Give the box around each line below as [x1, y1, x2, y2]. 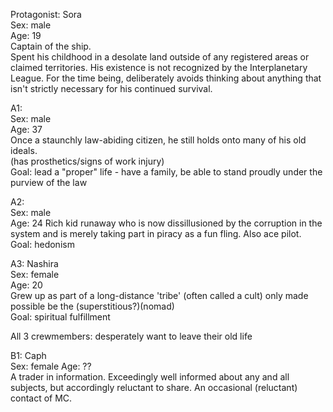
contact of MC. [10, 392, 73, 404]
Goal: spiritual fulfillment [10, 311, 111, 323]
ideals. [10, 145, 38, 156]
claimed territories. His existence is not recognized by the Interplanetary [10, 62, 308, 73]
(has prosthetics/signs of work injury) [10, 155, 165, 167]
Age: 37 [10, 124, 43, 135]
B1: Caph [10, 350, 47, 361]
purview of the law [10, 177, 88, 188]
